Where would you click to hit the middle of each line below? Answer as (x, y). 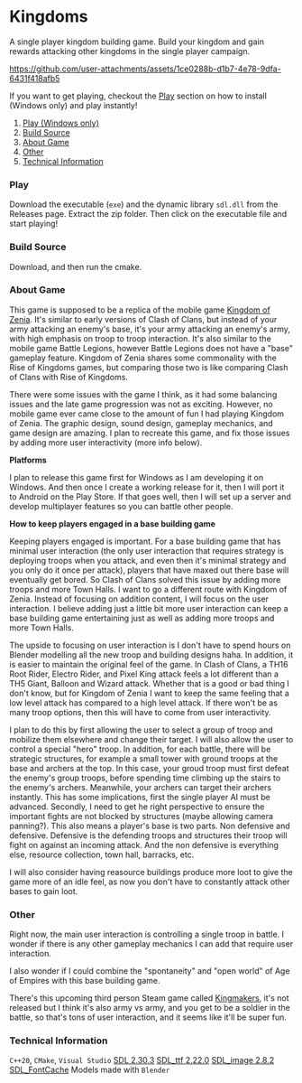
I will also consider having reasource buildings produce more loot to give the (151, 872)
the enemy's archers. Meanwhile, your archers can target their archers (141, 787)
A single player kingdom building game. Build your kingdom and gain (137, 42)
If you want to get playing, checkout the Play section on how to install (138, 96)
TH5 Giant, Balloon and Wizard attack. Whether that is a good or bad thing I (150, 683)
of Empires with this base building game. (85, 981)
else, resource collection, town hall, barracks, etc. (102, 854)
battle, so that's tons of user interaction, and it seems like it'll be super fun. (148, 1017)
